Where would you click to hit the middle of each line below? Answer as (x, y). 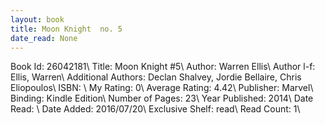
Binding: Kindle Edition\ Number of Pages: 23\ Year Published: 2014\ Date (162, 98)
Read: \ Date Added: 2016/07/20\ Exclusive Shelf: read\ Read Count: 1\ (155, 109)
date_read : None (44, 38)
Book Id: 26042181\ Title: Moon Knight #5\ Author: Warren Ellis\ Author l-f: (163, 67)
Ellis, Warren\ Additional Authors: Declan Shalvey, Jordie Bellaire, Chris (156, 77)
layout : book (37, 19)
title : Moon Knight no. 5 (66, 29)
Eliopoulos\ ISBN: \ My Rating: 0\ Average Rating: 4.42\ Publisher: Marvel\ (162, 88)
